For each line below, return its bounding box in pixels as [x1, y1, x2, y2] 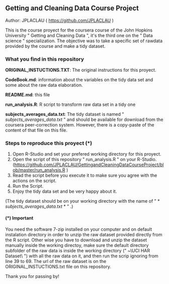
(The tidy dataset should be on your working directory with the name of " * [5, 198, 160, 204]
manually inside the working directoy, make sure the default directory [5, 242, 149, 248]
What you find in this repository [5, 55, 84, 62]
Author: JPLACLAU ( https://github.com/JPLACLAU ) [5, 17, 114, 23]
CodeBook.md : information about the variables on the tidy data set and [5, 77, 153, 83]
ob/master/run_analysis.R [12, 167, 65, 173]
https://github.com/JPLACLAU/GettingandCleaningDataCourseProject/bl [14, 162, 164, 168]
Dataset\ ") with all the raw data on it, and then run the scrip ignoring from [5, 253, 158, 259]
